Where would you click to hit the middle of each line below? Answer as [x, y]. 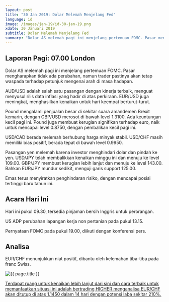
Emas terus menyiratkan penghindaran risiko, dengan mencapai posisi [78, 178]
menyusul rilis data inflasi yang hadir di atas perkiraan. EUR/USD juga [77, 96]
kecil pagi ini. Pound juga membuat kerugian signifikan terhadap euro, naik [82, 122]
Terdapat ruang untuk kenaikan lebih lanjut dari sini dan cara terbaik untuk [82, 284]
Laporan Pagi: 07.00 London [50, 58]
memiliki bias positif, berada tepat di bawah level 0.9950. [64, 142]
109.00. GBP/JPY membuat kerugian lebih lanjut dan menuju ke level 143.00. [84, 163]
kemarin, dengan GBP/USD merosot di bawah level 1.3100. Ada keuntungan [83, 117]
